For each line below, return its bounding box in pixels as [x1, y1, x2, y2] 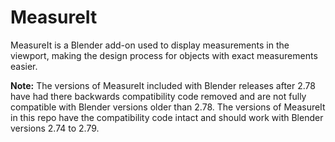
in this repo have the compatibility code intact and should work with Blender [10, 111, 324, 123]
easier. [10, 60, 38, 72]
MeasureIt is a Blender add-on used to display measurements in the [10, 39, 290, 51]
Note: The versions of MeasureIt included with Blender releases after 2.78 [10, 79, 316, 91]
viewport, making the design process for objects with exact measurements [10, 49, 318, 61]
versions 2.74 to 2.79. [10, 122, 100, 134]
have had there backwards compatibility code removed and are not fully [10, 90, 307, 102]
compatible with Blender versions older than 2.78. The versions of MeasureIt [10, 101, 326, 113]
